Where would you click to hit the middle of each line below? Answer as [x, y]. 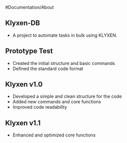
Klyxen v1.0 [24, 84]
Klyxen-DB [23, 23]
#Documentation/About [29, 7]
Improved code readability [40, 107]
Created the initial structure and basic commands [63, 63]
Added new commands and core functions [57, 102]
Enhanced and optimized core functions [54, 135]
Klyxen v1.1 [23, 123]
